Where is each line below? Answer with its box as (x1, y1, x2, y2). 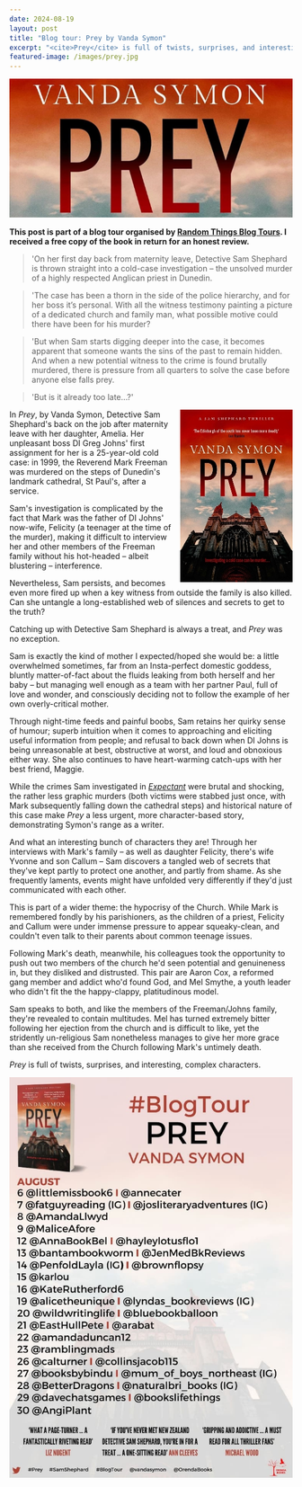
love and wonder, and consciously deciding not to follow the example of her (9, 689, 290, 699)
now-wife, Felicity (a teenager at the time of (9, 521, 172, 532)
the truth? (9, 606, 46, 617)
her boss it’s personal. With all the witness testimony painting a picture (31, 299, 293, 310)
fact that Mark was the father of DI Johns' (9, 512, 164, 523)
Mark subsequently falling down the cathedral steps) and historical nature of (9, 800, 293, 811)
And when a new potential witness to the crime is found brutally (31, 355, 268, 366)
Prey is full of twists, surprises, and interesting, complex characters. (9, 1059, 262, 1070)
